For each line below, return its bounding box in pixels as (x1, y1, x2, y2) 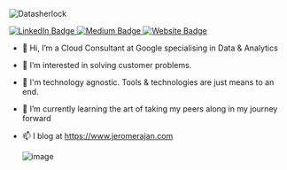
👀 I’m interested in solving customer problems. (21, 60, 192, 70)
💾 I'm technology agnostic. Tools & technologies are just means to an (21, 77, 275, 88)
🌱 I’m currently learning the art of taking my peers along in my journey (21, 104, 278, 114)
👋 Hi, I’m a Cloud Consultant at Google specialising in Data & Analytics (21, 42, 279, 53)
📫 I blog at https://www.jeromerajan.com (21, 131, 174, 141)
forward (21, 113, 51, 123)
